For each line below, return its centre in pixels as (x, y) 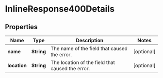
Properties (21, 27)
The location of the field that (83, 62)
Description (90, 40)
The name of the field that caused (89, 48)
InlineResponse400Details (60, 9)
